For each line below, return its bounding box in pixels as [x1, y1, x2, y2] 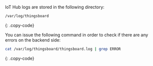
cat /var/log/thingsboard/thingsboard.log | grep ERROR [5, 46, 121, 51]
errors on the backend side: [5, 37, 61, 43]
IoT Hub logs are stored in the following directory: [5, 4, 105, 10]
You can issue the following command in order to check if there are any [5, 32, 149, 38]
